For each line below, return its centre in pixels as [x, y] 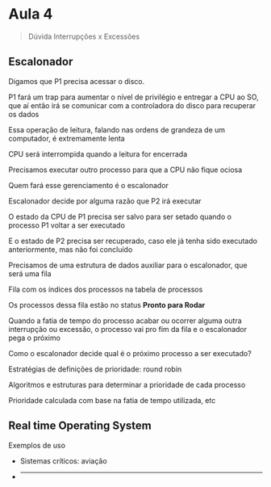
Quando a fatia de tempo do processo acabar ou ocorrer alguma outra [125, 321]
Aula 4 [31, 14]
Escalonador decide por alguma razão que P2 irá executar [105, 201]
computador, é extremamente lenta [67, 138]
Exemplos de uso [37, 445]
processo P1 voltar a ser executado [67, 225]
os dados [24, 114]
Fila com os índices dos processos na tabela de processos [106, 289]
